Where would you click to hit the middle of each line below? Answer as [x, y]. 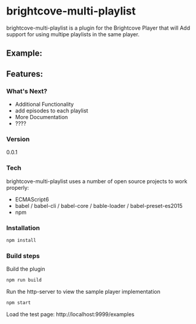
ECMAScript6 [32, 199]
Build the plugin [26, 269]
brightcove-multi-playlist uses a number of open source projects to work [97, 181]
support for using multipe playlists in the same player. [73, 34]
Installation [23, 228]
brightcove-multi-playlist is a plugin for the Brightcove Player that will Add [98, 28]
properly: [18, 187]
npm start [19, 303]
